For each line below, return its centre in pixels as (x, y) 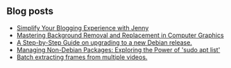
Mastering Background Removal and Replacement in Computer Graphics (120, 35)
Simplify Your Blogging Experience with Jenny (83, 27)
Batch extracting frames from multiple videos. (82, 57)
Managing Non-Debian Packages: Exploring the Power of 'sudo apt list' (118, 49)
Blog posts (30, 11)
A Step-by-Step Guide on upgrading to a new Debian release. (104, 42)
